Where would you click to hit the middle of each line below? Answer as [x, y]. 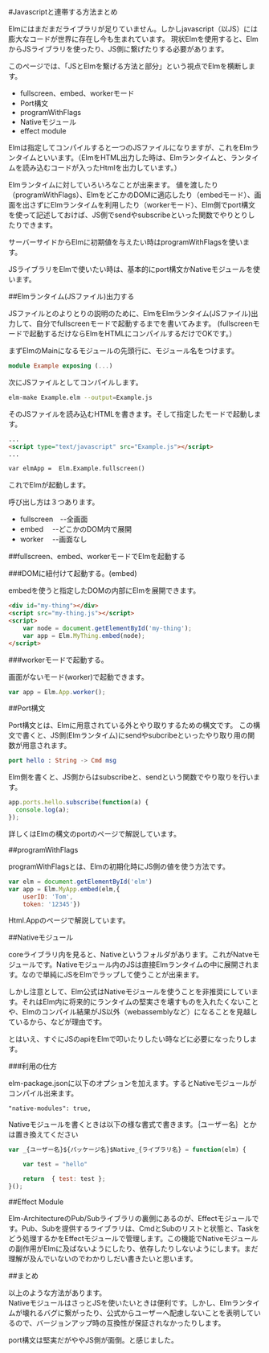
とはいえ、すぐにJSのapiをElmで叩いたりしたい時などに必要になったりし [129, 1039]
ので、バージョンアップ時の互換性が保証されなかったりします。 [120, 1322]
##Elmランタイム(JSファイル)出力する [71, 296]
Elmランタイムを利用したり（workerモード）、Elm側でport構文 [153, 205]
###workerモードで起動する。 [58, 660]
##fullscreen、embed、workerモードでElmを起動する [97, 557]
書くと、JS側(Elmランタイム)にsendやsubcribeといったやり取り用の [135, 735]
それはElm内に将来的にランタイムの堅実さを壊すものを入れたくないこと [140, 1002]
